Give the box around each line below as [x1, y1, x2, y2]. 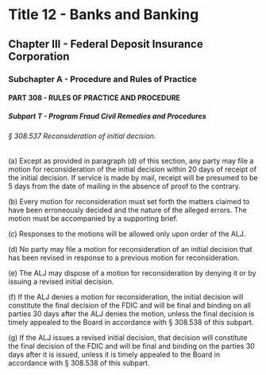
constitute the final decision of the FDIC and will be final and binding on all [8, 300, 252, 310]
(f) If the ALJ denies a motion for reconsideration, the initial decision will [8, 292, 244, 301]
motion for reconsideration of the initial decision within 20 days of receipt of [8, 164, 256, 174]
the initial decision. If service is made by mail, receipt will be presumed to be [8, 172, 258, 182]
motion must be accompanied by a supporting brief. [8, 213, 179, 223]
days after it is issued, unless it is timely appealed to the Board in [8, 350, 221, 359]
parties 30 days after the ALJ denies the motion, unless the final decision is [8, 308, 255, 319]
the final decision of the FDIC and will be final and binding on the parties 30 [8, 341, 256, 350]
